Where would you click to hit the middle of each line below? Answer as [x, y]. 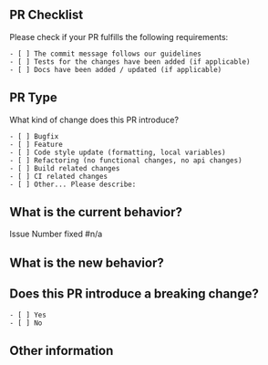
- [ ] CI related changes [58, 176]
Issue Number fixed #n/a [56, 234]
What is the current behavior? [96, 212]
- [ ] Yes [28, 315]
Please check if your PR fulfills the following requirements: [119, 36]
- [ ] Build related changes [65, 168]
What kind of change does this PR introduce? [94, 120]
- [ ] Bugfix [34, 136]
